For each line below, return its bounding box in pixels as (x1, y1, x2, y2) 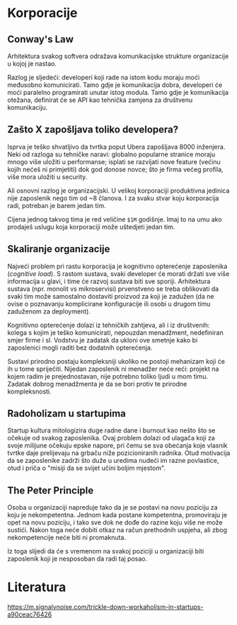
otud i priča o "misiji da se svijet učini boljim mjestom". (7, 464, 166, 472)
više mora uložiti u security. (7, 172, 88, 181)
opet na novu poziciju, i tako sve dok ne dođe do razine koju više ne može (7, 518, 223, 527)
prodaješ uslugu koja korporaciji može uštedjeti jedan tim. (7, 222, 175, 231)
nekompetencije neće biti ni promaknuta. (7, 533, 126, 542)
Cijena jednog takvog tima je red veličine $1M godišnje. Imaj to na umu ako (7, 214, 222, 224)
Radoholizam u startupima (7, 408, 126, 420)
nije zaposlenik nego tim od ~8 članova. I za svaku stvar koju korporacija (7, 193, 219, 202)
